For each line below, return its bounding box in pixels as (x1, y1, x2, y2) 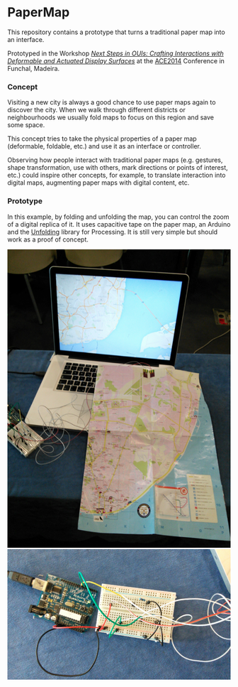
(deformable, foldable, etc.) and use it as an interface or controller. (7, 142, 202, 151)
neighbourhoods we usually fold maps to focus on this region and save (7, 113, 215, 121)
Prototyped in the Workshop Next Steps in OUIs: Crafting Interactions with (7, 49, 225, 58)
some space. (7, 121, 45, 129)
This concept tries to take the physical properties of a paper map (7, 134, 197, 143)
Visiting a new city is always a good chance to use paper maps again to (7, 98, 216, 107)
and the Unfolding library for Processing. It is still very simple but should (7, 227, 218, 236)
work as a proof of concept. (7, 235, 89, 244)
